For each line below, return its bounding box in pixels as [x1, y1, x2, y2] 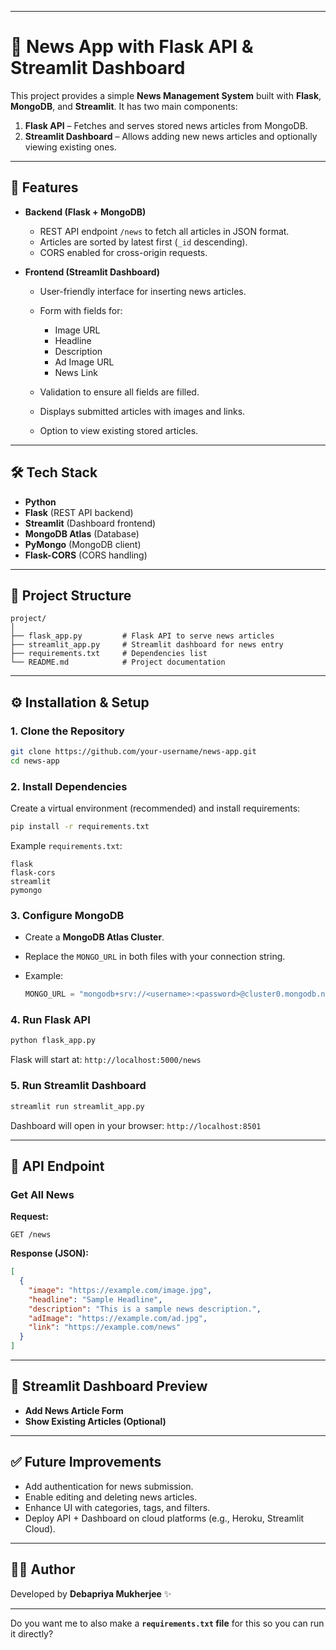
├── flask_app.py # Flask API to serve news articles [10, 631, 275, 641]
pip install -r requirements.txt [10, 822, 150, 832]
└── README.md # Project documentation [10, 657, 226, 668]
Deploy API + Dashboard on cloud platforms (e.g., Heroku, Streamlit [24, 1512, 305, 1524]
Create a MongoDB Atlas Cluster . [24, 931, 165, 943]
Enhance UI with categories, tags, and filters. [24, 1501, 211, 1513]
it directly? [10, 1627, 54, 1640]
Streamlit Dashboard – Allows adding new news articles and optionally [24, 130, 318, 142]
